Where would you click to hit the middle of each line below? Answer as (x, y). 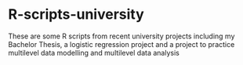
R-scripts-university (76, 14)
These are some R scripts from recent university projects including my (121, 36)
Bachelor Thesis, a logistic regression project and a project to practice (121, 44)
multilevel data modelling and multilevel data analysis (94, 52)
